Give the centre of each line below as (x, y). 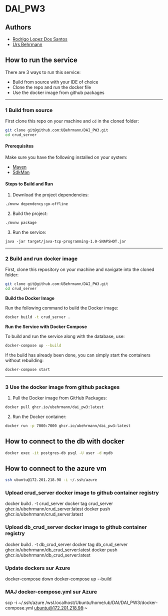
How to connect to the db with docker (65, 441)
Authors (18, 27)
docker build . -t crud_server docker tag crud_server (59, 503)
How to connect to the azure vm (56, 468)
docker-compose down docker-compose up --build (58, 579)
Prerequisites (19, 146)
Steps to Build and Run (29, 183)
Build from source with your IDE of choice (55, 82)
